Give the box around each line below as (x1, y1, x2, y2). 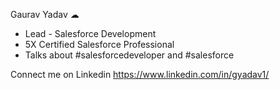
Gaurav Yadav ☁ (10, 9, 80, 20)
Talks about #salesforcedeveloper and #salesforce (24, 49, 235, 61)
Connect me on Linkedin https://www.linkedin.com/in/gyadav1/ (10, 69, 270, 80)
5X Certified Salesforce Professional (24, 39, 175, 50)
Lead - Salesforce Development (24, 28, 157, 39)
